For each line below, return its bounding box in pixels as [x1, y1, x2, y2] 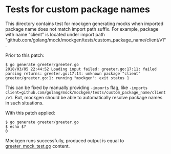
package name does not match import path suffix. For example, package [5, 26, 159, 32]
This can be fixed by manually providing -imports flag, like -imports [5, 84, 148, 91]
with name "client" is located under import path [5, 31, 105, 37]
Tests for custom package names [5, 4, 150, 15]
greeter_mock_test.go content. [5, 143, 70, 149]
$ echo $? [5, 124, 27, 129]
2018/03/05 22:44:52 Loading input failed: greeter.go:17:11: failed [5, 67, 157, 72]
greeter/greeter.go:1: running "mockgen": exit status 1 [5, 75, 130, 80]
